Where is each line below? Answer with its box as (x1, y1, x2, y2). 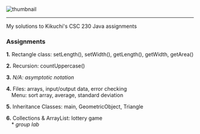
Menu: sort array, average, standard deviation (11, 92, 124, 99)
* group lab (11, 121, 40, 128)
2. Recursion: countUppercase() (6, 62, 85, 69)
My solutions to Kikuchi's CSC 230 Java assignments (6, 23, 137, 30)
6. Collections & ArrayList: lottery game (6, 114, 103, 122)
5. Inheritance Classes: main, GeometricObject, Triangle (6, 103, 144, 110)
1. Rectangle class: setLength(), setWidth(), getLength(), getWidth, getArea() (6, 51, 194, 58)
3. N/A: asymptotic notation (6, 74, 74, 81)
